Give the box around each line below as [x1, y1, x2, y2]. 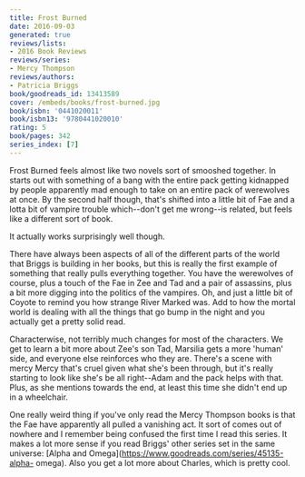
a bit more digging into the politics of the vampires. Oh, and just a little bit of [9, 287, 293, 298]
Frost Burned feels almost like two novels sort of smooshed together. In [9, 164, 277, 175]
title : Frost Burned [9, 13, 88, 23]
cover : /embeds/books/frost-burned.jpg [9, 97, 161, 107]
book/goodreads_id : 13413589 [9, 89, 120, 98]
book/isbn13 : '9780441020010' [9, 114, 124, 124]
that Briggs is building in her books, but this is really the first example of [9, 258, 278, 269]
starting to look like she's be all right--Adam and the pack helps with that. [9, 372, 284, 383]
